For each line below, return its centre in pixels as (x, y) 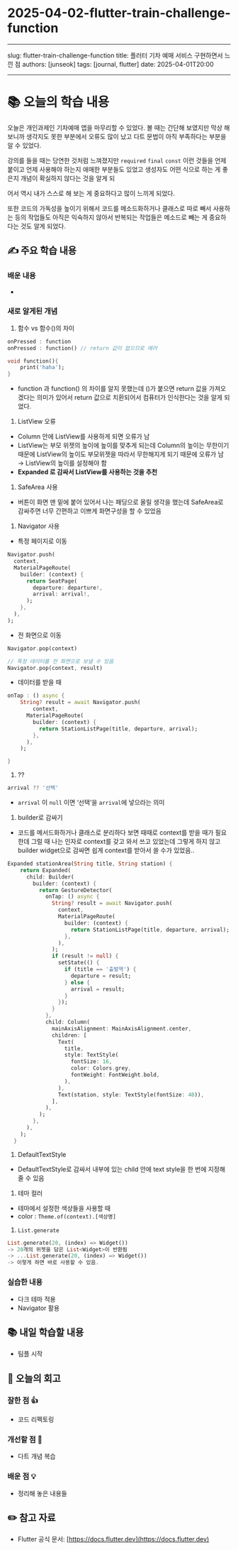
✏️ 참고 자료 (32, 1518)
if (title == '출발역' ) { (100, 969)
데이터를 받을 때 (39, 682)
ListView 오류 (37, 422)
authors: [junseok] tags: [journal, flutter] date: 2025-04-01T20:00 (118, 64)
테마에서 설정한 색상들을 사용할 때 (64, 1208)
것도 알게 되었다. (43, 226)
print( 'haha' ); (42, 368)
